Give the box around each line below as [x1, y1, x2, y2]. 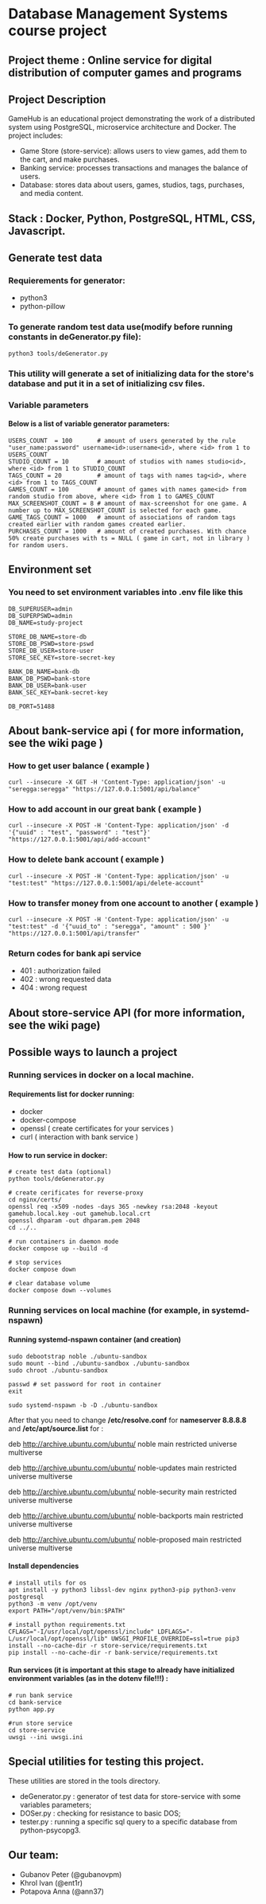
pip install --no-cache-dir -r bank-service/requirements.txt [8, 1648, 218, 1656]
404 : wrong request [19, 983, 87, 992]
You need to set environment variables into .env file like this [8, 587, 244, 598]
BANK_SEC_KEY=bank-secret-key [8, 688, 109, 697]
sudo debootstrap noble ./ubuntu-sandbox [8, 1352, 148, 1360]
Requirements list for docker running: [8, 1089, 135, 1099]
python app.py [8, 1706, 56, 1714]
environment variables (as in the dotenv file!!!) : [8, 1674, 169, 1683]
